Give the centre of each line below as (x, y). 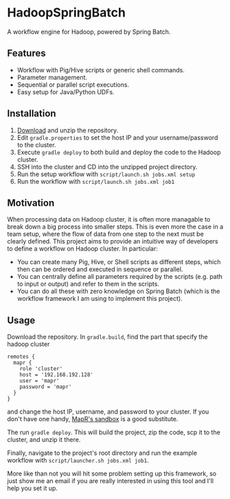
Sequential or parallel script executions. (73, 85)
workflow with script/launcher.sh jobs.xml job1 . (78, 460)
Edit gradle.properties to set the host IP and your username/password (117, 137)
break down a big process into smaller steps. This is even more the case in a (115, 227)
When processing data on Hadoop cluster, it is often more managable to (109, 220)
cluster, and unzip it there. (44, 440)
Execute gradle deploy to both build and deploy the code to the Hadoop (119, 152)
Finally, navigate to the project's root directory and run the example (102, 453)
